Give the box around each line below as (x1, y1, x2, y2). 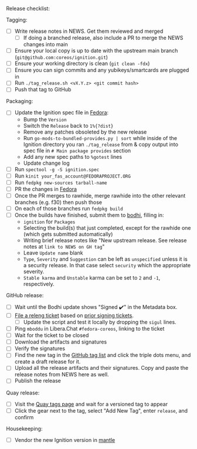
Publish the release (14, 377, 62, 385)
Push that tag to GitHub (14, 86, 72, 93)
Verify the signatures (14, 345, 66, 352)
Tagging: (6, 16, 28, 23)
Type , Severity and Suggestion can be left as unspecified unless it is (23, 255, 188, 263)
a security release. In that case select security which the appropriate (23, 261, 191, 268)
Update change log (23, 159, 70, 166)
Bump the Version (23, 115, 67, 123)
